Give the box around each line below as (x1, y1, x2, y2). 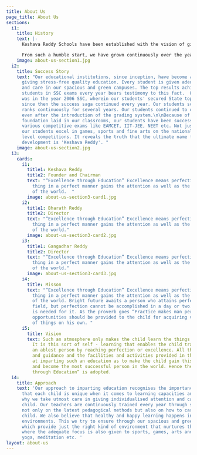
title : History (16, 31, 54, 36)
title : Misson (27, 282, 62, 287)
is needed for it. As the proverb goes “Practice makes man (32, 309, 182, 315)
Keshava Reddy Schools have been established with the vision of (21, 42, 185, 48)
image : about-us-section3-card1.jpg (27, 194, 117, 200)
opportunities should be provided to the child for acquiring (32, 315, 188, 320)
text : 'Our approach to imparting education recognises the (16, 386, 167, 392)
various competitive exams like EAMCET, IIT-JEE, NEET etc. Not (21, 123, 182, 129)
